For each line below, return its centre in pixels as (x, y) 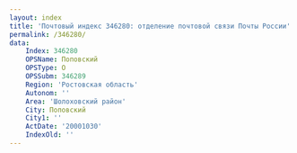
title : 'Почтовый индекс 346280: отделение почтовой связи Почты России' (150, 26)
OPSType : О (46, 68)
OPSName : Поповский (62, 59)
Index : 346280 (52, 51)
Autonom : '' (48, 93)
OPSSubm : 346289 (56, 76)
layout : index (36, 18)
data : (19, 43)
